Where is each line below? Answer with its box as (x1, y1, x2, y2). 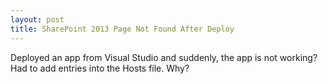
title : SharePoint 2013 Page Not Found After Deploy (10, 24, 235, 34)
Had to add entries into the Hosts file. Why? (10, 62, 190, 74)
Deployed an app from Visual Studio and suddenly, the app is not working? (10, 51, 318, 63)
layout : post (10, 14, 65, 25)
